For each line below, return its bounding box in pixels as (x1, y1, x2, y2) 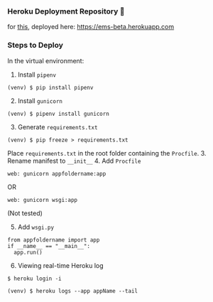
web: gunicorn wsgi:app (7, 196, 78, 203)
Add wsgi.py (17, 222, 55, 231)
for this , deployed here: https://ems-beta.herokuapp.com (7, 23, 175, 31)
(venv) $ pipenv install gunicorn (7, 110, 110, 117)
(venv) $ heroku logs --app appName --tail (7, 287, 138, 294)
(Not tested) (7, 209, 43, 217)
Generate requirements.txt (17, 122, 98, 131)
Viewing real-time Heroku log (17, 261, 104, 269)
